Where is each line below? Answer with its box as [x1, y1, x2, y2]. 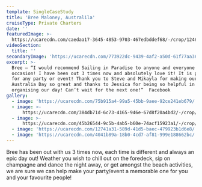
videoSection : [6, 43, 42, 49]
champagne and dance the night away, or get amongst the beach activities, [6, 161, 194, 168]
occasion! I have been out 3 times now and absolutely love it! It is [11, 70, 192, 76]
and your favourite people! [6, 174, 72, 181]
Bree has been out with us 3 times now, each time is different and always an [6, 148, 194, 155]
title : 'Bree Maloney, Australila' [6, 14, 96, 20]
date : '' [6, 25, 28, 32]
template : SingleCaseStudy [6, 8, 74, 15]
